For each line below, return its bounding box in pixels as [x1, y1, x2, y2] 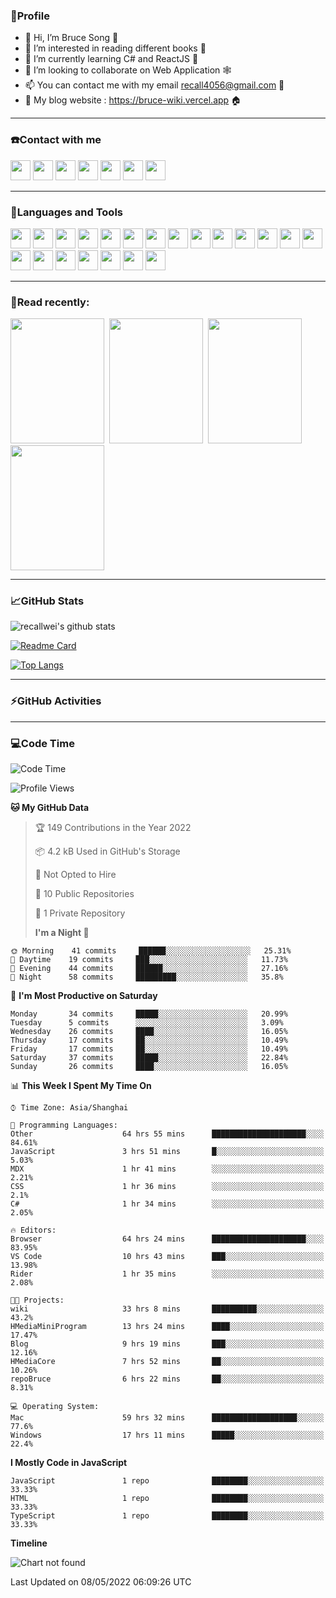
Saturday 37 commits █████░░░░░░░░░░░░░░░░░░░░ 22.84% [10, 1053, 288, 1063]
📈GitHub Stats [10, 594, 85, 608]
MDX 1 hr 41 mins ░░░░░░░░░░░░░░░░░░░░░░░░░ [10, 1164, 325, 1174]
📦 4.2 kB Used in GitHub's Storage [34, 845, 181, 858]
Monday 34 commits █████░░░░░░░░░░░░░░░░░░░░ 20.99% [10, 1009, 288, 1019]
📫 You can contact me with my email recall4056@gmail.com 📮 [24, 79, 285, 91]
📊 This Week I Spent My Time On [10, 1080, 152, 1092]
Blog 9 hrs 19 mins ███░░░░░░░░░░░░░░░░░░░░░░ [10, 1339, 325, 1349]
